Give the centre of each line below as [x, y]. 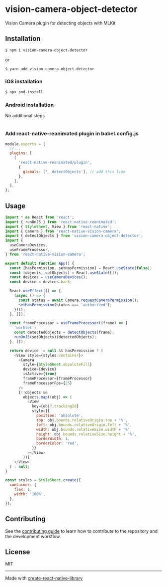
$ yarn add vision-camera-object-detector [50, 69]
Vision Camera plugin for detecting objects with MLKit [60, 23]
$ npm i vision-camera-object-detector [46, 50]
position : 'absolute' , [60, 416]
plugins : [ [21, 153]
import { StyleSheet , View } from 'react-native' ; [59, 226]
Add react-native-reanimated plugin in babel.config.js [72, 134]
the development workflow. [33, 536]
